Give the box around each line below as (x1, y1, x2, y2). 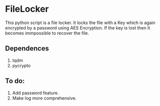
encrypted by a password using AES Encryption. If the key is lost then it (5, 25, 150, 30)
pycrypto (12, 62, 31, 68)
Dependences (5, 44, 49, 53)
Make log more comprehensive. (12, 95, 77, 101)
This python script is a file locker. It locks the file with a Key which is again (5, 20, 156, 26)
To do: (5, 77, 25, 85)
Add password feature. (12, 90, 59, 96)
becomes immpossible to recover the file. (5, 30, 90, 36)
